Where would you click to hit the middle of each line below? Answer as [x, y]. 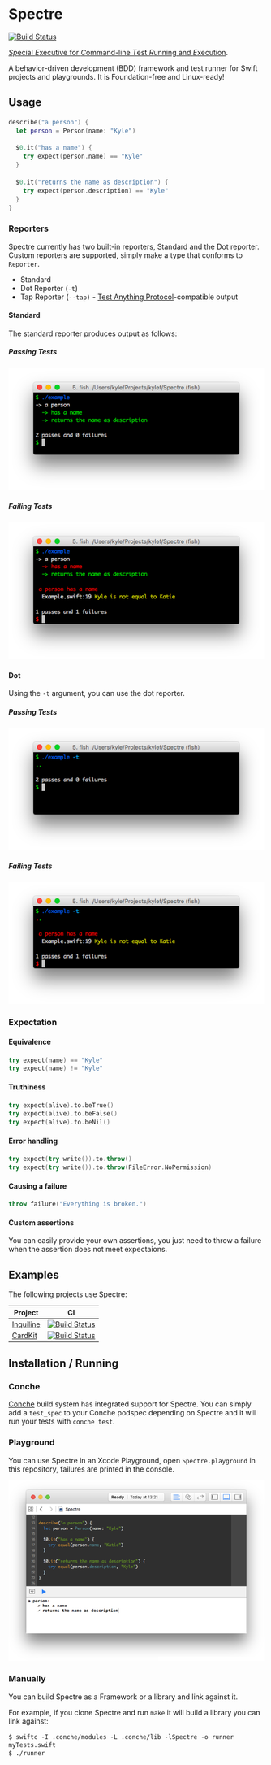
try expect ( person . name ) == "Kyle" [83, 157]
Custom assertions [41, 1222]
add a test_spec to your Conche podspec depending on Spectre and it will [133, 1413]
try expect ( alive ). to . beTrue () [61, 1105]
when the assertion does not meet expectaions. [88, 1250]
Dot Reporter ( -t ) [49, 288]
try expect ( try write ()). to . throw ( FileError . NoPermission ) [110, 1167]
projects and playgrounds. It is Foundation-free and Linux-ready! [116, 76]
